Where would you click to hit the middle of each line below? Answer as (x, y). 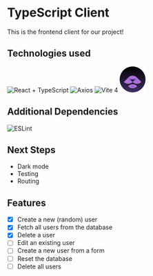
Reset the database (44, 258)
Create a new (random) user (57, 219)
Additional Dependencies (63, 112)
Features (27, 203)
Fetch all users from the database (65, 227)
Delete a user (36, 235)
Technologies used (49, 53)
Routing (28, 181)
